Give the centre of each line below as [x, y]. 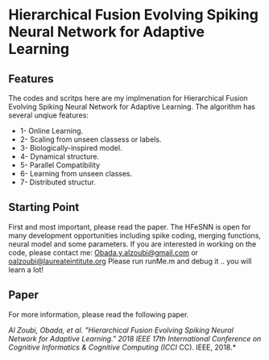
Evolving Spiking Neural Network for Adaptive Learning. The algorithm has [132, 107]
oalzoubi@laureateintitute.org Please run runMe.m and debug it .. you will [130, 261]
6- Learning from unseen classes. [76, 174]
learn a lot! [26, 269]
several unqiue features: [48, 115]
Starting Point [44, 207]
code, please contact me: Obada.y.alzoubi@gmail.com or [103, 252]
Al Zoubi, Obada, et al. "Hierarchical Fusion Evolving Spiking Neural [121, 330]
